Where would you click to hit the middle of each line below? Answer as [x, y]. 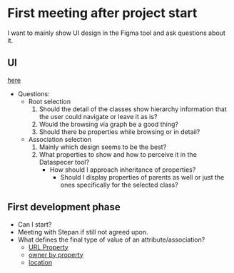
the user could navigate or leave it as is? [98, 116]
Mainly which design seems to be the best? [103, 147]
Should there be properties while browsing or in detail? [119, 132]
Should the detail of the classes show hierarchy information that [133, 109]
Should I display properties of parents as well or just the [142, 177]
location [40, 262]
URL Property [49, 247]
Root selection [50, 101]
